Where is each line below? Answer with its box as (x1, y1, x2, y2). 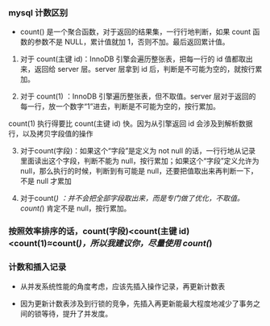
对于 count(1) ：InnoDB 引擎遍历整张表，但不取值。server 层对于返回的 (19, 91, 256, 102)
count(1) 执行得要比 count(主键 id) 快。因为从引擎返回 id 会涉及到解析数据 (8, 119, 253, 128)
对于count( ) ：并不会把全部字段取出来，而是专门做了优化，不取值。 (19, 194, 244, 203)
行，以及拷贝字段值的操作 (8, 129, 93, 139)
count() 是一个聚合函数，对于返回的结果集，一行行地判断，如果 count (19, 27, 251, 37)
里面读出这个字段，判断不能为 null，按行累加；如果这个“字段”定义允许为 (19, 156, 260, 166)
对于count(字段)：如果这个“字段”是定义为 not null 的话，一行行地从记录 (19, 146, 256, 156)
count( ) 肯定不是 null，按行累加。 (19, 203, 131, 213)
